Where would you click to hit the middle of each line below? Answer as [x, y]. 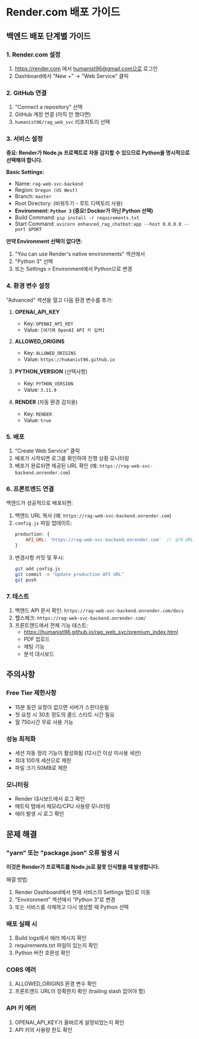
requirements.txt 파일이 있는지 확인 [56, 946]
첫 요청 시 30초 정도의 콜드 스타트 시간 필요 [64, 714]
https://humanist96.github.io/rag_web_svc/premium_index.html [101, 632]
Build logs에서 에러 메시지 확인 [51, 938]
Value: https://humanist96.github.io [69, 359]
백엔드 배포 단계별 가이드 [48, 36]
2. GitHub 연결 [26, 93]
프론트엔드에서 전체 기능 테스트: [51, 625]
